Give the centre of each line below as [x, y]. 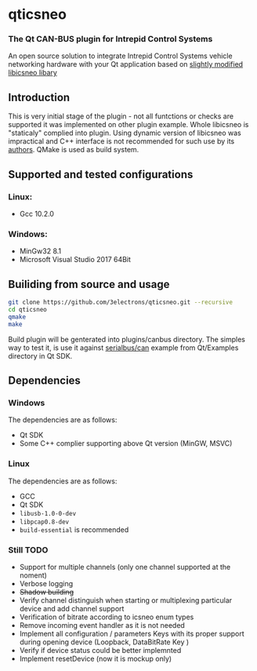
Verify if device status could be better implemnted [100, 650]
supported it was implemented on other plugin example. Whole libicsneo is [128, 125]
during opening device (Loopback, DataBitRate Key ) [104, 642]
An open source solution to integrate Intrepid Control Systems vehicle [120, 56]
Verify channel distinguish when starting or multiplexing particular [126, 600]
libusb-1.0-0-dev [48, 513]
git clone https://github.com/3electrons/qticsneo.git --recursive [121, 303]
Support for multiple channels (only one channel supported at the [125, 567]
